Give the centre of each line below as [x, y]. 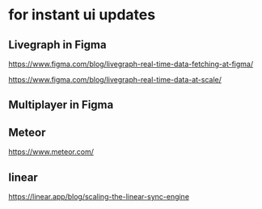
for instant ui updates [82, 15]
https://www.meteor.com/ [51, 152]
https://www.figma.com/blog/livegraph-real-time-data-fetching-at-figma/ [131, 64]
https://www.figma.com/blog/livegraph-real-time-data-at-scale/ [115, 79]
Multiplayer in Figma [61, 105]
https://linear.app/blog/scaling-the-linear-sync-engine [99, 197]
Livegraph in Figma [57, 45]
